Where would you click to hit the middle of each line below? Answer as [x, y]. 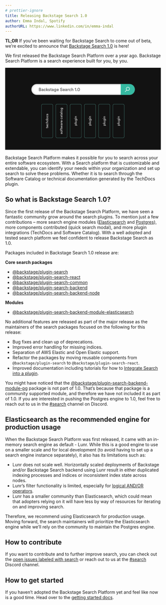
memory [14, 444]
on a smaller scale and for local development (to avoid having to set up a [79, 450]
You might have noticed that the [38, 383]
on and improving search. [38, 506]
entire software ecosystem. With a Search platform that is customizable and [82, 163]
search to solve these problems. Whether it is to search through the [74, 174]
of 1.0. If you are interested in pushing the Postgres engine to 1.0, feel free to [83, 399]
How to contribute [34, 542]
